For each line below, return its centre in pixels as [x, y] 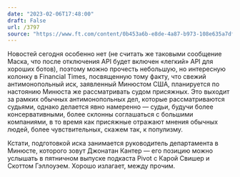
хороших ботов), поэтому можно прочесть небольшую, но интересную [117, 69]
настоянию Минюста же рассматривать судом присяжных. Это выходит [119, 92]
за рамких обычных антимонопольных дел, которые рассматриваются [116, 100]
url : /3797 [24, 27]
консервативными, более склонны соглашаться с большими [100, 114]
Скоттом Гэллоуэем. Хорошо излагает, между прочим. [91, 166]
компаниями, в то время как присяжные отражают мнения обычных [113, 122]
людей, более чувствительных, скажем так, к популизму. [95, 129]
